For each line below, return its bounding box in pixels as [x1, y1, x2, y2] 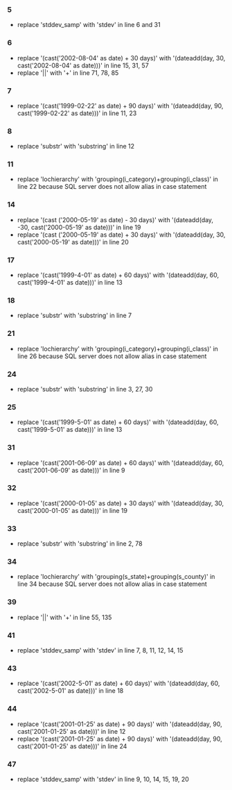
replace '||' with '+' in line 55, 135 [17, 613, 112, 621]
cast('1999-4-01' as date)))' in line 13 [17, 278, 123, 287]
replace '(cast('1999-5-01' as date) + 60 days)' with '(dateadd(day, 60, [17, 418, 219, 426]
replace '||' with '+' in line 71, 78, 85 [17, 68, 119, 77]
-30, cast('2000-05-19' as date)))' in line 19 [17, 223, 141, 231]
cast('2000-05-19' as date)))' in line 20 [17, 237, 130, 246]
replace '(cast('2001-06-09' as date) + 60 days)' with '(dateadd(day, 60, [17, 458, 224, 467]
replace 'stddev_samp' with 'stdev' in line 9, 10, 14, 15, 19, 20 [17, 775, 189, 783]
